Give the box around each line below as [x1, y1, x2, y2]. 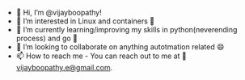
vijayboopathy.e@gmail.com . [15, 63, 113, 72]
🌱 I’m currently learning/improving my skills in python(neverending [15, 25, 238, 34]
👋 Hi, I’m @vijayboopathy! [15, 8, 103, 17]
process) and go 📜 [15, 33, 78, 43]
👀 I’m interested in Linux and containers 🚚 [15, 16, 155, 26]
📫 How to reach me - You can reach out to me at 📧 [15, 51, 188, 61]
